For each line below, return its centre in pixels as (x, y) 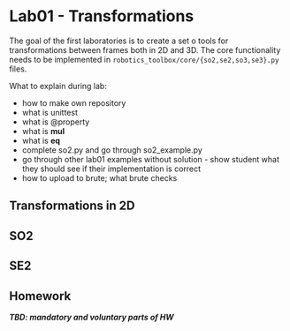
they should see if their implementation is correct (111, 169)
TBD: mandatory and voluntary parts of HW (92, 317)
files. (18, 69)
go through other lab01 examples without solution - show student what (151, 159)
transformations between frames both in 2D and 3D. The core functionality (145, 49)
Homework (40, 296)
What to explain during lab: (58, 86)
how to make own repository (74, 102)
